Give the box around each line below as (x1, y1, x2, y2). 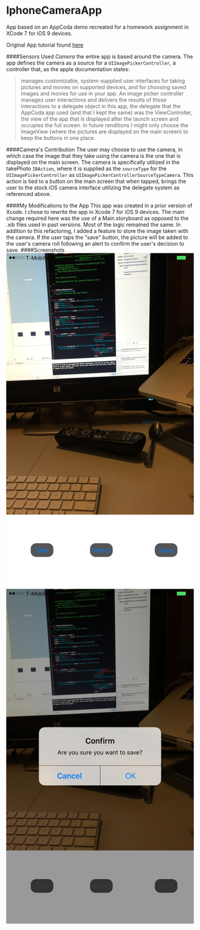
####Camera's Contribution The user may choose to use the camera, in (6, 146, 183, 153)
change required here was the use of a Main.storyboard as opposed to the (6, 215, 189, 222)
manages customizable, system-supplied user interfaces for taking (20, 77, 186, 84)
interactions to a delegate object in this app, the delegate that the (20, 102, 181, 109)
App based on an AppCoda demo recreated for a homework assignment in (6, 23, 189, 30)
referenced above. (6, 190, 52, 197)
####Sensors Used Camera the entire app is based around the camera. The (6, 53, 193, 60)
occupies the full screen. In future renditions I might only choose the (20, 121, 189, 129)
